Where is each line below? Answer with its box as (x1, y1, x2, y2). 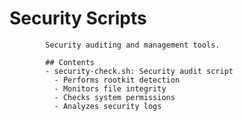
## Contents (45, 57, 96, 67)
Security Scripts (9, 7, 147, 30)
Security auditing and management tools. (45, 40, 221, 50)
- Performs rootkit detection (53, 75, 181, 85)
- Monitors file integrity (53, 83, 167, 94)
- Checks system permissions (53, 92, 176, 102)
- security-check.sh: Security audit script (45, 66, 234, 76)
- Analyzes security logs (53, 101, 162, 111)
